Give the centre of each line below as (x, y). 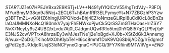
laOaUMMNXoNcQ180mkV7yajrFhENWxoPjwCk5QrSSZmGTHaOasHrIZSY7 (84, 23)
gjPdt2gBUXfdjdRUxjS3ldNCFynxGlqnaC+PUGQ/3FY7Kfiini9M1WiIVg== (80, 45)
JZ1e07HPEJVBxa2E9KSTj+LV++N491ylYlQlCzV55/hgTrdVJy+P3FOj (90, 7)
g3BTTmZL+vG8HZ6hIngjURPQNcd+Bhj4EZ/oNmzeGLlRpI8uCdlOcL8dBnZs (84, 18)
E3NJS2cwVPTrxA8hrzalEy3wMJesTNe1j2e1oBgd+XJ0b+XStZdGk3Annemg (84, 34)
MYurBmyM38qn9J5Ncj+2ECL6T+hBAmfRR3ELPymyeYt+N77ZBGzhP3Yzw (84, 13)
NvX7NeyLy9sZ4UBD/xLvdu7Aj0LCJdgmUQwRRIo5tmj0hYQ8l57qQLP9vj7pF (84, 29)
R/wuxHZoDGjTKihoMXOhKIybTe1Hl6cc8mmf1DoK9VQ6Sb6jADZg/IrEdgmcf (84, 39)
